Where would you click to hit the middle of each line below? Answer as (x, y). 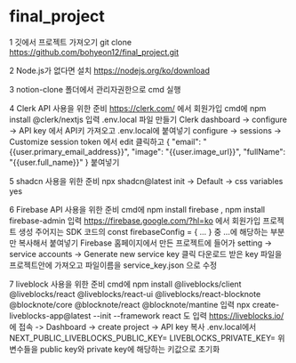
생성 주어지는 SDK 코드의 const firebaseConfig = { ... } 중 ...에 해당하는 (143, 231)
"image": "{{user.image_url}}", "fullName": (209, 151)
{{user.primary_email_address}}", (70, 151)
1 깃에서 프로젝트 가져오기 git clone (70, 42)
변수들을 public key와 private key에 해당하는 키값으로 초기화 (115, 349)
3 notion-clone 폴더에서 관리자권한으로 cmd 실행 (95, 89)
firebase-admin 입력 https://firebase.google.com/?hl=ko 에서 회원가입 (135, 221)
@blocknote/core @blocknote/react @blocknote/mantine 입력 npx (130, 304)
